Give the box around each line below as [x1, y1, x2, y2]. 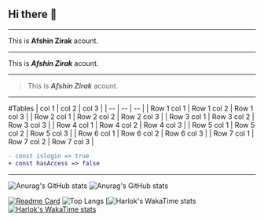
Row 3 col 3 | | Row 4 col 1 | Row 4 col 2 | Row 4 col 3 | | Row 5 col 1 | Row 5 [8, 120, 255, 129]
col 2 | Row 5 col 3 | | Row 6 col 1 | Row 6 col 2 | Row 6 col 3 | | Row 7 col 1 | [8, 129, 255, 138]
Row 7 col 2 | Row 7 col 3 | [8, 136, 94, 146]
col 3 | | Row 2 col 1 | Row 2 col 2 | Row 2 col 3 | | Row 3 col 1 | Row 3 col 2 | [8, 111, 255, 121]
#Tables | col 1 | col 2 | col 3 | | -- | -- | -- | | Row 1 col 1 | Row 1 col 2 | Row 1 [8, 103, 254, 113]
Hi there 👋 [8, 8, 57, 21]
